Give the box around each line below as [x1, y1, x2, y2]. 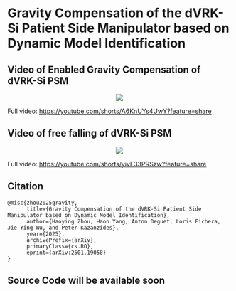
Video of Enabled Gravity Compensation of [7, 63, 201, 75]
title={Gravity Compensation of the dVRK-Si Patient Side [26, 205, 202, 213]
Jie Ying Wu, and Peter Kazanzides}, [7, 224, 119, 231]
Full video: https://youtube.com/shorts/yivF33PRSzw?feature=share [7, 159, 207, 168]
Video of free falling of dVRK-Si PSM [7, 127, 172, 139]
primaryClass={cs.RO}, [26, 243, 94, 250]
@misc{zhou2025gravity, [7, 199, 78, 206]
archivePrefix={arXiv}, [26, 236, 97, 243]
